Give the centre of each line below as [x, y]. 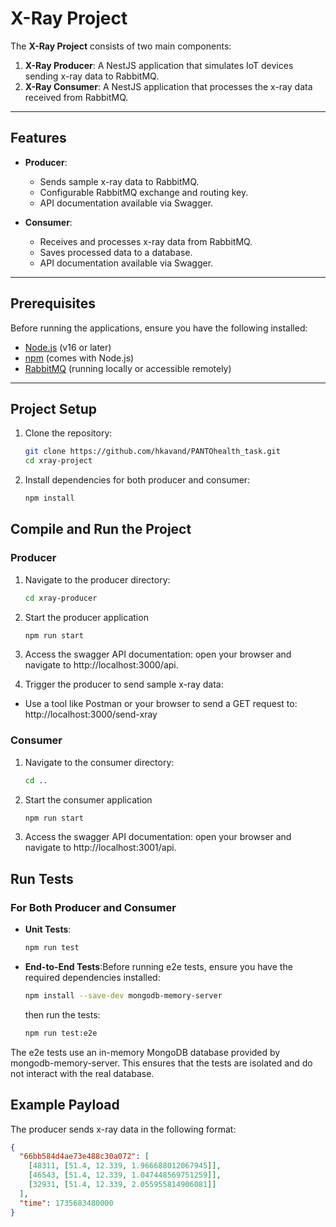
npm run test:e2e [61, 1033]
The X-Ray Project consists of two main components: [121, 46]
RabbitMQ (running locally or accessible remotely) [128, 368]
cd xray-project [58, 461]
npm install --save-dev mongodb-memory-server [123, 996]
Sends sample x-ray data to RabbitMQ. [119, 181]
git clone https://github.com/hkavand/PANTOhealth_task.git [152, 452]
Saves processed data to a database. [116, 252]
